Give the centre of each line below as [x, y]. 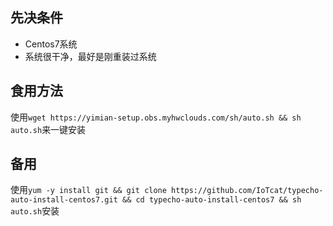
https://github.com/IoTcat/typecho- [247, 191]
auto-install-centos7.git [64, 200]
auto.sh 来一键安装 [48, 129]
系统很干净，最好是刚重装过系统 [90, 56]
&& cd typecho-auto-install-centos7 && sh [211, 200]
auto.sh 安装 [35, 211]
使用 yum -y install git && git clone [88, 190]
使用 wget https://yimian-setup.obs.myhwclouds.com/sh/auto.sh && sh [156, 117]
